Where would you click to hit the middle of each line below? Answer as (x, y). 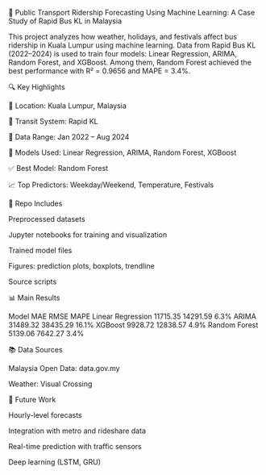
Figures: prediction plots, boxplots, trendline (81, 266)
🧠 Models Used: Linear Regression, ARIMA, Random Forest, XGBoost (123, 152)
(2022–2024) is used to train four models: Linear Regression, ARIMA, (123, 54)
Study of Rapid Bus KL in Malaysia (65, 21)
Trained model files (40, 250)
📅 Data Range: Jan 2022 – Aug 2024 (69, 137)
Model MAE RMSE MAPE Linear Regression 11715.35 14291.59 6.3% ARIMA (132, 316)
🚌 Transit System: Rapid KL (53, 121)
